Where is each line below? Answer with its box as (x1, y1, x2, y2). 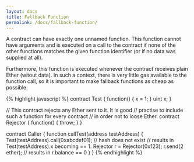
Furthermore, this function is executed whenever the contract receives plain (6, 66, 188, 73)
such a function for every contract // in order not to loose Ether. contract (6, 113, 179, 120)
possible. (6, 84, 28, 91)
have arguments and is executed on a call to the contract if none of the (6, 42, 176, 49)
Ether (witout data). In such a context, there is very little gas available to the (6, 71, 188, 79)
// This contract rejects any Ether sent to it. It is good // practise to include (6, 106, 184, 114)
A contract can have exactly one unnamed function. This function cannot (6, 36, 182, 43)
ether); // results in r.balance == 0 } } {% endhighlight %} (6, 149, 143, 156)
